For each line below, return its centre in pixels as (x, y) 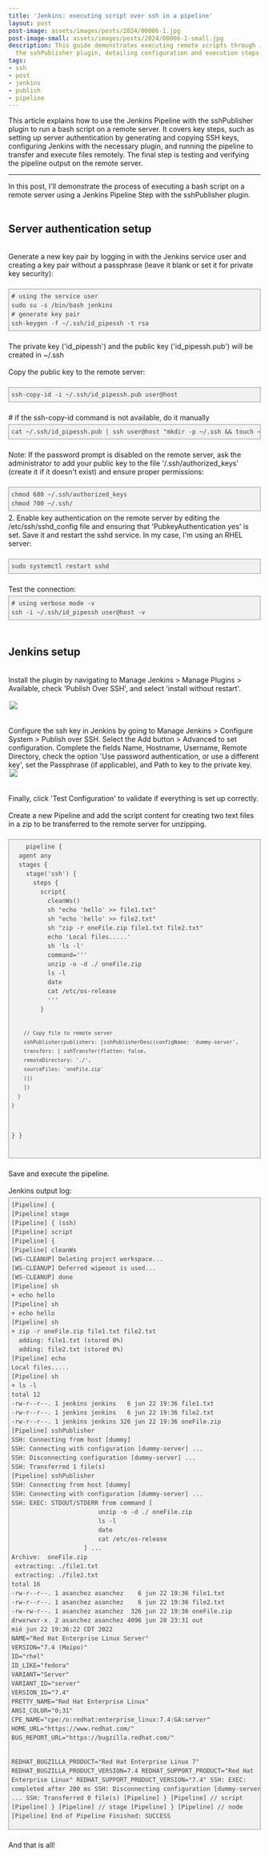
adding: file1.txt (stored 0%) (71, 1340)
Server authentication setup (80, 228)
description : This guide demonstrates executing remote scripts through (132, 46)
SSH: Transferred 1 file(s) (58, 1467)
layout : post (30, 23)
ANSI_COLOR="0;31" (42, 1711)
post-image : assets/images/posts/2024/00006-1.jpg (94, 31)
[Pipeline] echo (39, 1358)
